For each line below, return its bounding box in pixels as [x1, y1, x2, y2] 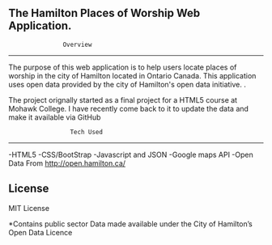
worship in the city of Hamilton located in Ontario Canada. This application [8, 70, 257, 80]
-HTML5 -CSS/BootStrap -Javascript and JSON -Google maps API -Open [8, 150, 253, 159]
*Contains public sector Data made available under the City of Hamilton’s [8, 218, 253, 229]
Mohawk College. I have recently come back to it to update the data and [8, 103, 249, 113]
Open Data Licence [8, 227, 73, 237]
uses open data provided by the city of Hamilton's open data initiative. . [8, 79, 247, 89]
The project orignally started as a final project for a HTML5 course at [8, 95, 237, 104]
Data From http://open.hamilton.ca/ [8, 158, 126, 168]
